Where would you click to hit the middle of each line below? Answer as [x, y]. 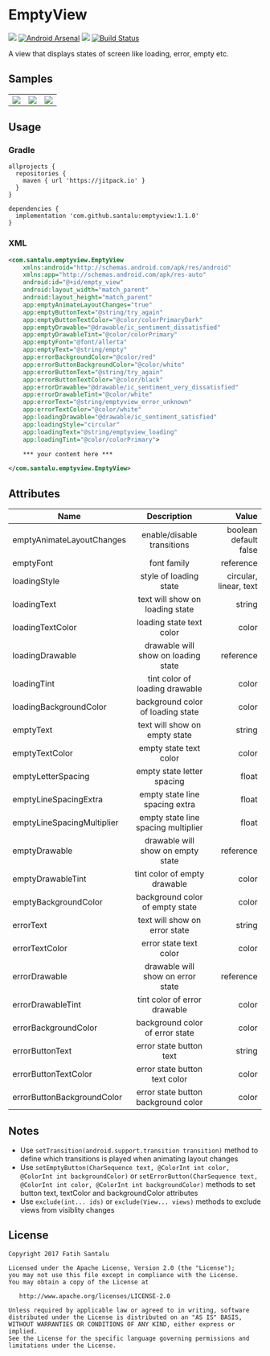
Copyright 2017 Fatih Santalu [59, 1254]
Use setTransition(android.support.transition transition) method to [139, 1150]
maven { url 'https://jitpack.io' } [84, 181]
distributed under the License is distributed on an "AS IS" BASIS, [125, 1317]
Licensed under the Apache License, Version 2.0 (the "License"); [122, 1268]
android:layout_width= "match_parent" [86, 290]
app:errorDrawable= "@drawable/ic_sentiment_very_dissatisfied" [131, 387]
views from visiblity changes [67, 1210]
